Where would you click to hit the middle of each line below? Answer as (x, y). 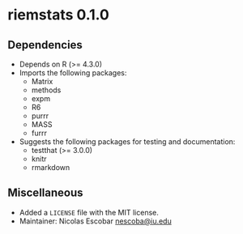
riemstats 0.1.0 (59, 15)
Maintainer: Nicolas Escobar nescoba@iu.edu (95, 221)
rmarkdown (51, 167)
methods (46, 90)
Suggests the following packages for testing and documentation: (127, 142)
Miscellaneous (45, 193)
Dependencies (45, 45)
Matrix (42, 81)
